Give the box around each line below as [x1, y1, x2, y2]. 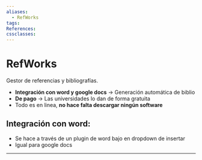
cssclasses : [6, 31, 36, 37]
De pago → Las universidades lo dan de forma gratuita [14, 95, 150, 102]
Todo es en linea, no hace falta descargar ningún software [14, 102, 163, 109]
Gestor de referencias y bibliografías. [6, 77, 98, 84]
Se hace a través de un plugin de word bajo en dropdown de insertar [14, 135, 185, 142]
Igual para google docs [14, 141, 73, 148]
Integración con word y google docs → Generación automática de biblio [14, 88, 195, 96]
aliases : [6, 8, 28, 15]
